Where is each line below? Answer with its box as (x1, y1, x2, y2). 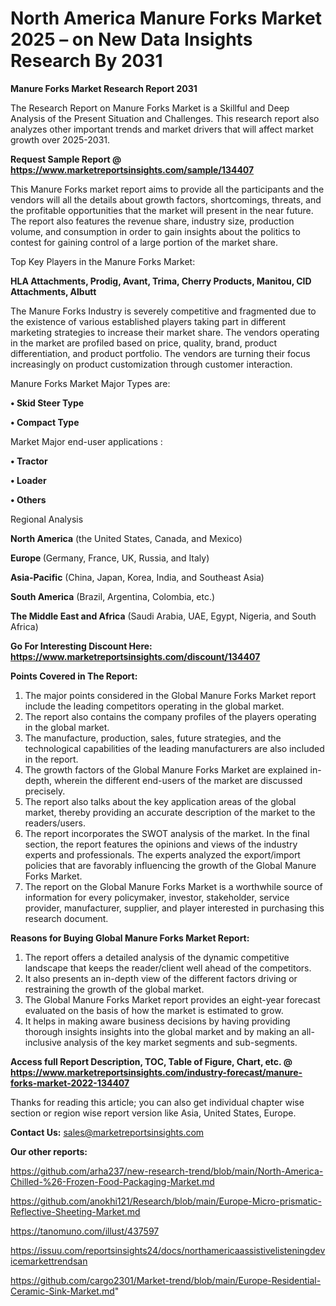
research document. (24, 912, 109, 924)
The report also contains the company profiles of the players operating (24, 710, 317, 722)
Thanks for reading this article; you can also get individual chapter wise (10, 1096, 305, 1108)
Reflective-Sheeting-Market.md (10, 1205, 141, 1217)
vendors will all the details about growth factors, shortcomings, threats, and (10, 193, 322, 206)
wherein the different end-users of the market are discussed (53, 774, 303, 786)
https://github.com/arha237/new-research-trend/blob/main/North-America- (10, 1165, 324, 1177)
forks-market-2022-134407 (10, 1077, 130, 1089)
